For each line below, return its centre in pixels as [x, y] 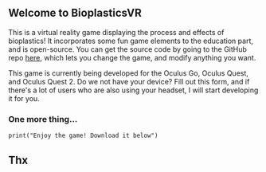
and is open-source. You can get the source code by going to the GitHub [127, 49]
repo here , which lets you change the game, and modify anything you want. [132, 57]
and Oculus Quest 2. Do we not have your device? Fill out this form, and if [129, 81]
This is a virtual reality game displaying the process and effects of [116, 32]
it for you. [24, 98]
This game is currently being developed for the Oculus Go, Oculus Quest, [129, 73]
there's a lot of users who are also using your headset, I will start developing [133, 90]
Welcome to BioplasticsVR [75, 13]
